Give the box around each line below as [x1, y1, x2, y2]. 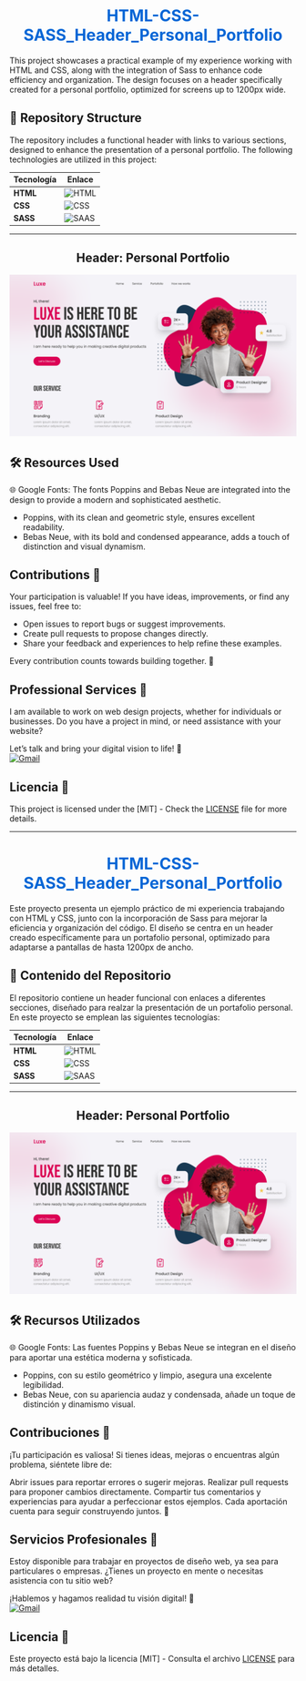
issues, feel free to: [9, 601, 82, 612]
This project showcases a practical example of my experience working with [9, 55, 293, 66]
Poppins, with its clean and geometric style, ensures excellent [22, 512, 255, 523]
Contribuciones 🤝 [9, 1425, 111, 1441]
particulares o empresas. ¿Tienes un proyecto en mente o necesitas [9, 1565, 264, 1576]
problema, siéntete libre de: [9, 1459, 112, 1470]
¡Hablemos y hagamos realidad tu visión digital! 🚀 [9, 1593, 195, 1604]
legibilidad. [22, 1379, 65, 1390]
